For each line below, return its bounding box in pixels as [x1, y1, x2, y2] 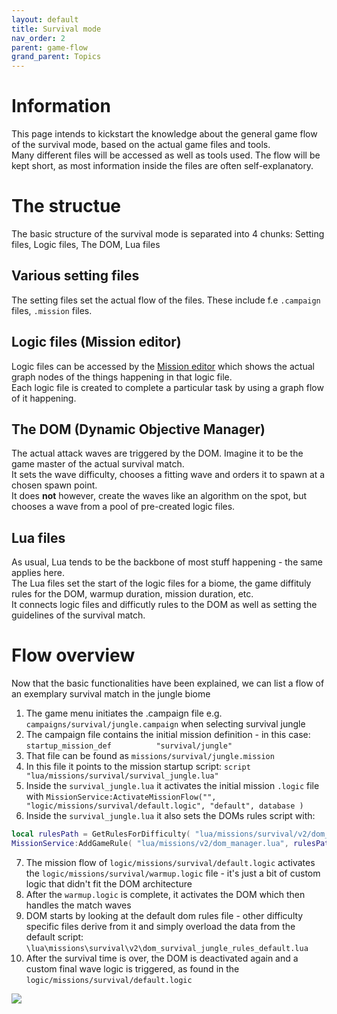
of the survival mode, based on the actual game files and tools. [11, 139, 271, 151]
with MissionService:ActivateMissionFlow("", [25, 791, 217, 803]
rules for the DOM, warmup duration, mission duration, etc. [11, 588, 254, 600]
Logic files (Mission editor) [11, 334, 182, 351]
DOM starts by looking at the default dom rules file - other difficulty [25, 909, 304, 921]
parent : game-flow [11, 42, 88, 53]
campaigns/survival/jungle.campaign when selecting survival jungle [25, 718, 306, 730]
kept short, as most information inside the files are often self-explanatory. [11, 160, 314, 172]
